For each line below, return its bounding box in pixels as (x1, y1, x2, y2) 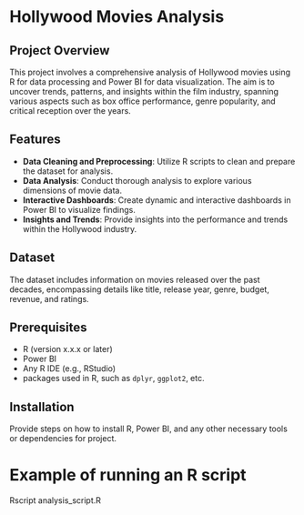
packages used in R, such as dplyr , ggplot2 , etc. (22, 373, 205, 384)
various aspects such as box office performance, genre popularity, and (9, 96, 276, 106)
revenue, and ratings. (9, 293, 89, 304)
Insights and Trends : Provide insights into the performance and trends (22, 214, 289, 225)
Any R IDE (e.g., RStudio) (22, 363, 117, 374)
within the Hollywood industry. (22, 223, 137, 234)
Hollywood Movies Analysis (9, 6, 225, 27)
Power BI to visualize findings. (22, 204, 137, 215)
